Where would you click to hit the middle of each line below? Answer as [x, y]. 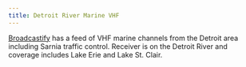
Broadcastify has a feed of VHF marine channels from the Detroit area [123, 38]
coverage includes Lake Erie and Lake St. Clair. [85, 54]
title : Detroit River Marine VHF [64, 15]
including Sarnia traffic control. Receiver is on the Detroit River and [118, 46]
